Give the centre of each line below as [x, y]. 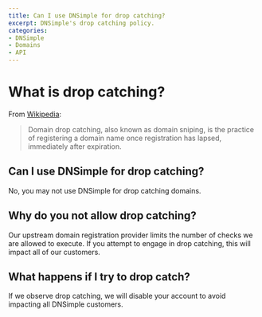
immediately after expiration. [74, 146]
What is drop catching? [87, 92]
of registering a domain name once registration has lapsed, [125, 138]
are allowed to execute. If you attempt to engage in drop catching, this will [129, 243]
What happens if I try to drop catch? [99, 277]
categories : [28, 30]
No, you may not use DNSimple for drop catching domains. [105, 190]
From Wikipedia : [35, 114]
